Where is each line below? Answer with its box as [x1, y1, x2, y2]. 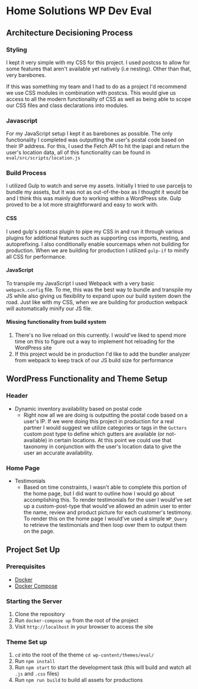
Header [6, 392, 28, 400]
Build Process [6, 169, 47, 177]
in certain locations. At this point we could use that [48, 436, 172, 443]
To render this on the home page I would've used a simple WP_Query [23, 515, 188, 522]
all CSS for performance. [6, 253, 67, 260]
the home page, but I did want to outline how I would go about [23, 490, 175, 497]
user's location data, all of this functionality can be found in [6, 149, 151, 156]
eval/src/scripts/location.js [6, 155, 81, 161]
